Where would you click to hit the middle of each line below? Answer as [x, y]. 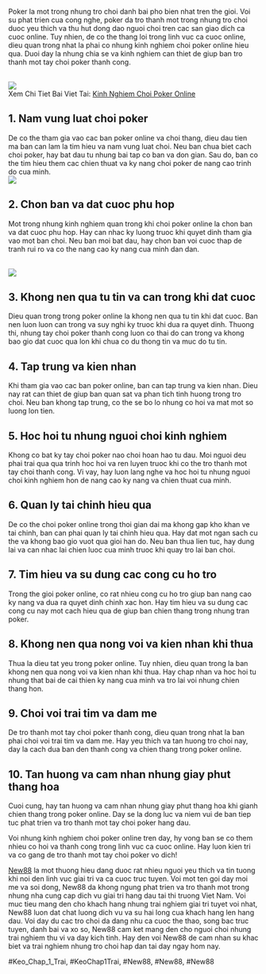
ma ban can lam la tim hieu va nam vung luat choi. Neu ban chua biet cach [130, 146]
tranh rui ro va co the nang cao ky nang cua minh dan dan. [104, 248]
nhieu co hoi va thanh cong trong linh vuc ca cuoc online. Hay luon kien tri [130, 847]
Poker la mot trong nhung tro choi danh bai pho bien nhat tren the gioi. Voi [129, 12]
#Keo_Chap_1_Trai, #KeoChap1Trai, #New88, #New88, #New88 [111, 962]
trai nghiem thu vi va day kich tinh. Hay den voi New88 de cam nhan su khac [133, 938]
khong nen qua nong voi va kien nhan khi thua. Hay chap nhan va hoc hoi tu [132, 672]
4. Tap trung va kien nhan [72, 366]
